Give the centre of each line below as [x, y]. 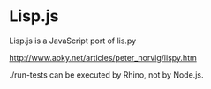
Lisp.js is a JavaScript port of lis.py [73, 41]
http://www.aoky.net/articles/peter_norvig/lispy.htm [103, 57]
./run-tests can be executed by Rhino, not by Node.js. [106, 74]
